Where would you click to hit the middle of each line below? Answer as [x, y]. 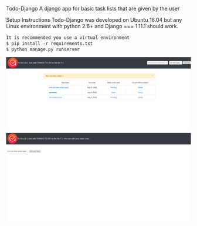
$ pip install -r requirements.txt [50, 44]
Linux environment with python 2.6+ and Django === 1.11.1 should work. [92, 26]
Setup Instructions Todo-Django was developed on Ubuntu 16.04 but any [94, 20]
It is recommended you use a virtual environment [68, 38]
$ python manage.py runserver [43, 49]
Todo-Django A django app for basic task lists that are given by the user [93, 9]
